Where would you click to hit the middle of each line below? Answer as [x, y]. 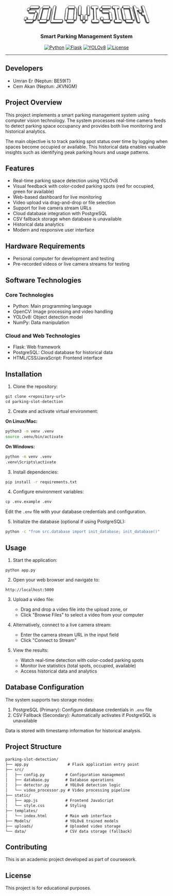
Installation [24, 374]
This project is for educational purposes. [48, 888]
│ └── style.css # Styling [46, 805]
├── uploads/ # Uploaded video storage [63, 826]
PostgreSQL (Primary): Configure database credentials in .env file [82, 710]
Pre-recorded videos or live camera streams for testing [71, 264]
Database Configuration [45, 687]
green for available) [33, 191]
